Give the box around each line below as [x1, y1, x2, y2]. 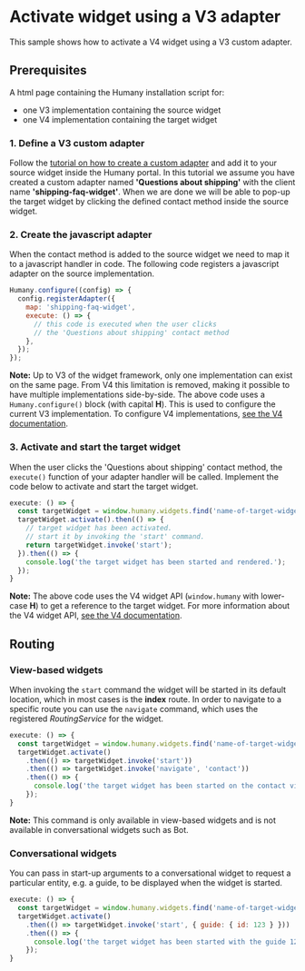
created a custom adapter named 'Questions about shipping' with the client [9, 177, 296, 188]
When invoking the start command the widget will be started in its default [9, 684, 287, 695]
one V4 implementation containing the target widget [22, 114, 218, 124]
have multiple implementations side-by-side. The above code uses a [9, 389, 265, 401]
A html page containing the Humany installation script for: [9, 86, 225, 97]
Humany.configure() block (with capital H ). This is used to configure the [9, 399, 276, 410]
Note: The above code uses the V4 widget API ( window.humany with [9, 590, 260, 601]
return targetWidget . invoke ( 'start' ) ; [25, 540, 172, 550]
